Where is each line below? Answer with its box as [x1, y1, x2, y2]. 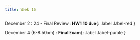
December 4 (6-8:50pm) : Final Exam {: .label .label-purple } [5, 29, 126, 35]
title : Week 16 [5, 7, 36, 12]
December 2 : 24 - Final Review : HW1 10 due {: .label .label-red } [5, 20, 136, 26]
